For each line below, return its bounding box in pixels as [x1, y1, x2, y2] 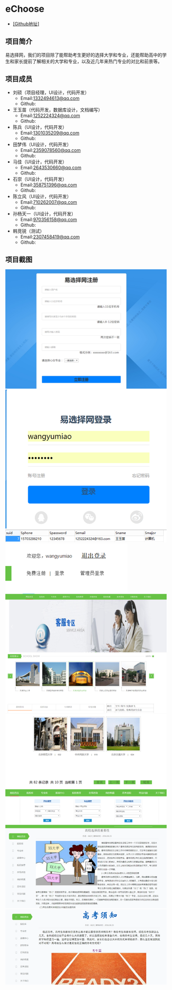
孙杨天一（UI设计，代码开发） [12, 210, 76, 217]
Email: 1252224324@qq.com [20, 112, 80, 119]
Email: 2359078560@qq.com [20, 147, 81, 153]
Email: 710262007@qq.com [20, 199, 77, 205]
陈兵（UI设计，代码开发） [12, 124, 67, 130]
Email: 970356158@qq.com [20, 216, 77, 222]
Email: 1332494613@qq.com [20, 95, 80, 101]
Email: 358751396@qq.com [20, 182, 77, 188]
